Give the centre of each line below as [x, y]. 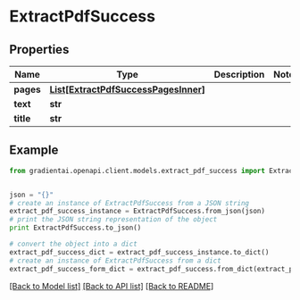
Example [34, 150]
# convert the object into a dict [74, 244]
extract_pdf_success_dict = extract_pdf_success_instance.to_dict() [139, 252]
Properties [39, 50]
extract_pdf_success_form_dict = [71, 269]
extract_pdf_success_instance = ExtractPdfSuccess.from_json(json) [137, 212]
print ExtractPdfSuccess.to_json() [75, 228]
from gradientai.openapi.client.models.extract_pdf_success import [137, 171]
